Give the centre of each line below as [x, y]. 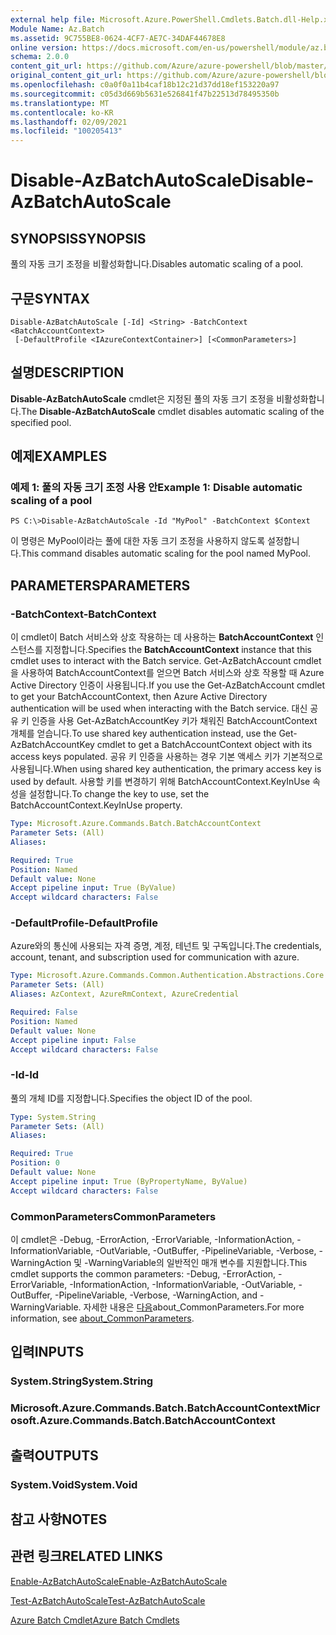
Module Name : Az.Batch [57, 29]
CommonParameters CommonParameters [113, 1216]
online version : [44, 47]
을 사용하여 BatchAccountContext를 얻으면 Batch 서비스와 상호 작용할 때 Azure [167, 673]
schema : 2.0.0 [40, 57]
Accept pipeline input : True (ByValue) [93, 888]
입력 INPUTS [47, 1352]
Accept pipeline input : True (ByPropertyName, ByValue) [129, 1181]
